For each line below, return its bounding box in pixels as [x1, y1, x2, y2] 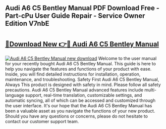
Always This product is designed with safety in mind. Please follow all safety [5, 82, 161, 87]
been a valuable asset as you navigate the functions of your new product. [5, 108, 155, 114]
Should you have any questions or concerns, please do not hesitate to [5, 113, 148, 119]
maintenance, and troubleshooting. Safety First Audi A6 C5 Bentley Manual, [5, 77, 160, 82]
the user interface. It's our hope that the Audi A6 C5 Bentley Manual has [5, 103, 152, 108]
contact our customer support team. [5, 119, 79, 124]
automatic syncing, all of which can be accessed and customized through [5, 97, 156, 103]
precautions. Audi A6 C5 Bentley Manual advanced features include [5, 87, 144, 93]
